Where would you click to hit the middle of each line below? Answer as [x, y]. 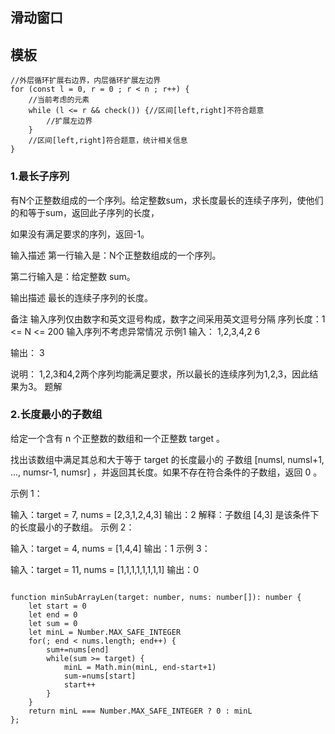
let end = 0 [53, 614]
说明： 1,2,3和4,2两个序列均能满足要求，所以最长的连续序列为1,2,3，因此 [160, 374]
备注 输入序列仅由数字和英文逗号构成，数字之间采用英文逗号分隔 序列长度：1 [168, 319]
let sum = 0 [53, 623]
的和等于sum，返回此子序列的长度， [85, 212]
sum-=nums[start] [100, 676]
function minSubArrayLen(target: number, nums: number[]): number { [156, 597]
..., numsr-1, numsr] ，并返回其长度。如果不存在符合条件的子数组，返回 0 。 [166, 472]
